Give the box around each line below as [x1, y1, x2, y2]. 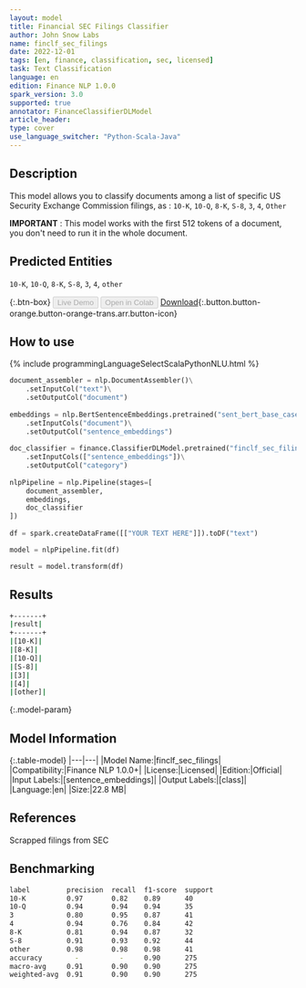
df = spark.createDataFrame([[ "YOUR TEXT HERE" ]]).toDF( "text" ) [9, 529, 259, 539]
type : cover [9, 124, 55, 133]
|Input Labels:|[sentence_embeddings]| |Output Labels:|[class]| [9, 774, 248, 785]
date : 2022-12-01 [9, 47, 76, 57]
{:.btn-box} [9, 296, 52, 307]
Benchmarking [9, 861, 96, 877]
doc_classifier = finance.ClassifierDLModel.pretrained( [9, 444, 230, 453]
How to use [9, 334, 75, 350]
